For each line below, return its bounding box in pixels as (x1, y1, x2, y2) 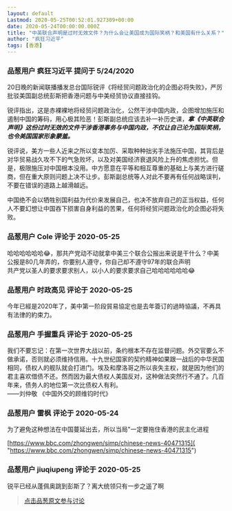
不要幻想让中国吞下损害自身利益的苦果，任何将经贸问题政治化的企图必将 (12, 205, 218, 213)
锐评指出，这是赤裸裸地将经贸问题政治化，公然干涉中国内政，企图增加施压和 (7, 106, 224, 114)
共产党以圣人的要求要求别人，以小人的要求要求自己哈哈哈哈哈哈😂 (7, 266, 196, 274)
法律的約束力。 (12, 311, 56, 319)
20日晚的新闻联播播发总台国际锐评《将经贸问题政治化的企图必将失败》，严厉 (7, 83, 223, 92)
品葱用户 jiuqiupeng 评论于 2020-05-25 (7, 465, 141, 474)
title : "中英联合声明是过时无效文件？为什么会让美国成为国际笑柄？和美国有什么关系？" (7, 29, 225, 36)
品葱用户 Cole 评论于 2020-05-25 (7, 232, 120, 242)
